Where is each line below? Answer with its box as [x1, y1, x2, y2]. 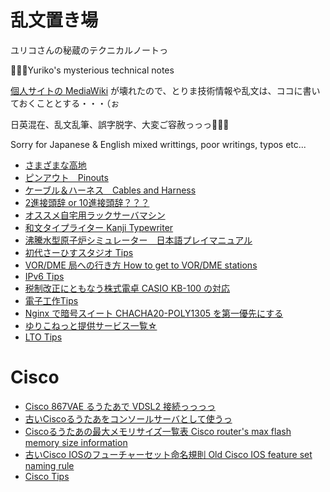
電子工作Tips [24, 294, 79, 306]
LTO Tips [24, 331, 63, 343]
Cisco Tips [24, 470, 70, 482]
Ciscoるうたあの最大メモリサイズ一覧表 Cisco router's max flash [24, 425, 292, 437]
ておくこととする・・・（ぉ [10, 97, 120, 109]
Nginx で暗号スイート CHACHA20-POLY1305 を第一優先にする [24, 307, 284, 319]
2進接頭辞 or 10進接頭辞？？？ [24, 196, 150, 208]
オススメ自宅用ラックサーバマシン [24, 209, 166, 221]
